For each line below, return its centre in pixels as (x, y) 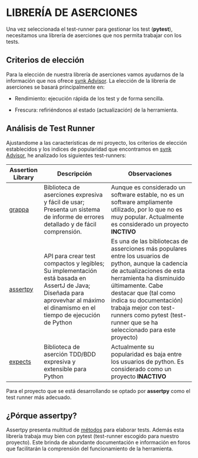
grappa (19, 209)
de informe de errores (74, 217)
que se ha (144, 322)
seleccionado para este (143, 330)
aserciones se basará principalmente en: (55, 87)
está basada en (65, 278)
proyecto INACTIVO (139, 376)
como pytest (151, 315)
